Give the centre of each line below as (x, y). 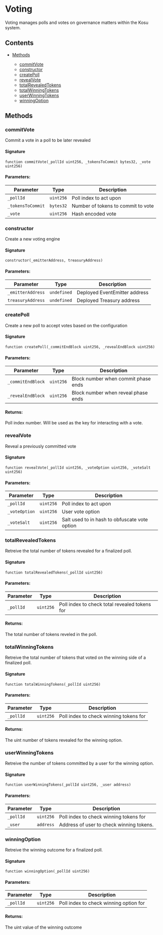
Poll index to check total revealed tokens (105, 604)
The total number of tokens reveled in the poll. (51, 635)
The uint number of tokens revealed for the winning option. (64, 740)
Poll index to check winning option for (102, 903)
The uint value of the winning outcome (44, 927)
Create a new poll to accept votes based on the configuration (66, 325)
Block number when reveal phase (110, 393)
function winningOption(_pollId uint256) (48, 872)
